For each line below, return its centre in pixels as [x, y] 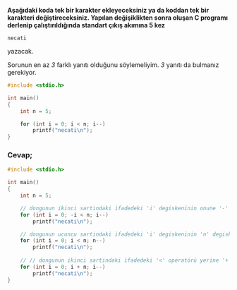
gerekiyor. [22, 72]
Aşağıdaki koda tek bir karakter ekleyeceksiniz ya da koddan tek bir [108, 10]
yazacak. [20, 51]
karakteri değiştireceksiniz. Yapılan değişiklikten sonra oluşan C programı [117, 18]
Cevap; [20, 155]
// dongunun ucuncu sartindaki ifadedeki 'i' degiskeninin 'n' [115, 234]
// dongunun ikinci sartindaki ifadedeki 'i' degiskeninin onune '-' [124, 208]
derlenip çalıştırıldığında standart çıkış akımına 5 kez [86, 25]
